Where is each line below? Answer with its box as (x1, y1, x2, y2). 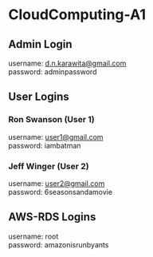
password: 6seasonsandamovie (8, 187, 113, 196)
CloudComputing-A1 (8, 6, 146, 24)
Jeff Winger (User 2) (8, 160, 89, 172)
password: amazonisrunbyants (8, 239, 109, 249)
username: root (8, 231, 59, 241)
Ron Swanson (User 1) (8, 114, 95, 125)
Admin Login (8, 38, 73, 51)
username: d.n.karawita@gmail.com (8, 58, 127, 68)
